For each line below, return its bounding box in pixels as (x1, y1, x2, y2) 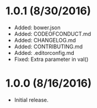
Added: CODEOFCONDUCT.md (14, 30, 92, 37)
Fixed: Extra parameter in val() (14, 55, 89, 63)
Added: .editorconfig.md (14, 49, 75, 56)
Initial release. (14, 96, 49, 103)
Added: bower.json (14, 24, 61, 31)
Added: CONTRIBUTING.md (14, 43, 83, 50)
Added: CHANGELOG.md (14, 36, 76, 44)
